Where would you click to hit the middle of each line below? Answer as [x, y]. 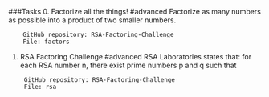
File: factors [46, 42]
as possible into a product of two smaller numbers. [92, 20]
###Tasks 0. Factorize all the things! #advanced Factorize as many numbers [134, 12]
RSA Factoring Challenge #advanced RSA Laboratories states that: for [135, 57]
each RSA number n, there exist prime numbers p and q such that [128, 65]
